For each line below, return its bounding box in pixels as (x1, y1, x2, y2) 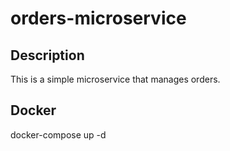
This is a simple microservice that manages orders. (10, 73, 221, 85)
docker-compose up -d (10, 128, 107, 141)
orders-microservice (10, 7, 187, 30)
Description (10, 47, 85, 64)
